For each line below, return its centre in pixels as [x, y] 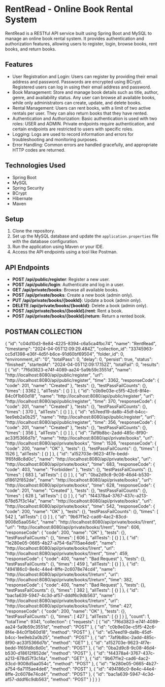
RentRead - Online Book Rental [69, 9]
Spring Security [28, 188]
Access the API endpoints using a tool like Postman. [65, 252]
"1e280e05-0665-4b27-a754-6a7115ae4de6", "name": [61, 543]
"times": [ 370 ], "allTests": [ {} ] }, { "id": [46, 412]
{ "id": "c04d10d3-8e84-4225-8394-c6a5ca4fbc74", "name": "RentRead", [81, 343]
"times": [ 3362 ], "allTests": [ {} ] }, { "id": [48, 391]
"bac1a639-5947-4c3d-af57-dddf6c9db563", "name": [61, 595]
